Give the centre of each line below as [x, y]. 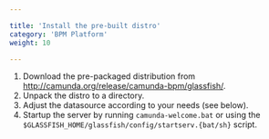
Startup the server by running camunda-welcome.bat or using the [141, 115]
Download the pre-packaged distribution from [109, 76]
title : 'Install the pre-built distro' [85, 25]
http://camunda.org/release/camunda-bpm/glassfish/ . [124, 86]
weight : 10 [30, 43]
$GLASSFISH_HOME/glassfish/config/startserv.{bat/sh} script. [140, 124]
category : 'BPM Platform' [58, 34]
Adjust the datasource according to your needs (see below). [135, 105]
